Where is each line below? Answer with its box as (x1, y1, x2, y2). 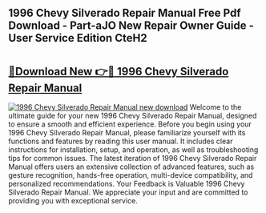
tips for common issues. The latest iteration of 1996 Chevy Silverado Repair (8, 154, 257, 163)
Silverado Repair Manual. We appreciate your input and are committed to (8, 187, 248, 197)
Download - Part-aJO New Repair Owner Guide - (8, 19, 255, 33)
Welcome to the (189, 102, 242, 111)
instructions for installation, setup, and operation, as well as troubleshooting (8, 145, 259, 155)
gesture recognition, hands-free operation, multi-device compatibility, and (8, 171, 253, 179)
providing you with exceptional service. (8, 196, 138, 205)
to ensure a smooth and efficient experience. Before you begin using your (8, 119, 252, 129)
